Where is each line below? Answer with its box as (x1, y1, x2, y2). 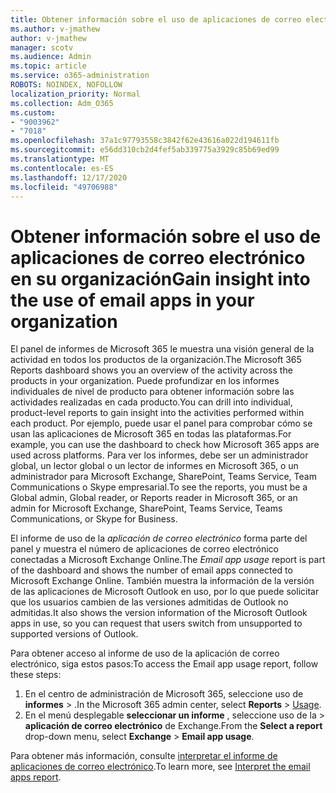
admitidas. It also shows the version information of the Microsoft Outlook (10, 607, 308, 619)
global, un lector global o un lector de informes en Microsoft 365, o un (10, 460, 299, 472)
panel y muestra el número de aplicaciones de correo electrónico (10, 543, 280, 555)
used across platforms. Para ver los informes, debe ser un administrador (10, 449, 309, 461)
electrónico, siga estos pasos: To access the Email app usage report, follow (10, 658, 319, 670)
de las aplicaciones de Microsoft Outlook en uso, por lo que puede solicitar (10, 586, 320, 598)
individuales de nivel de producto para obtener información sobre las (10, 386, 295, 398)
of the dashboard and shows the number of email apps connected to (10, 564, 293, 576)
